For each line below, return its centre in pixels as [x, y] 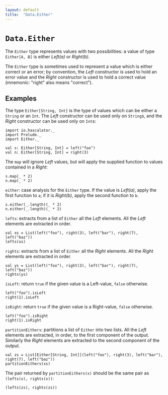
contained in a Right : [26, 167]
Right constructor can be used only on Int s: [51, 121]
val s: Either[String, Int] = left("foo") [50, 148]
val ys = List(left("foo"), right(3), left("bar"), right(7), [72, 266]
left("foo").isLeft [26, 293]
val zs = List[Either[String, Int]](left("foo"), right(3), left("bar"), [84, 355]
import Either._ [22, 139]
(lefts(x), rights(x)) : [30, 378]
